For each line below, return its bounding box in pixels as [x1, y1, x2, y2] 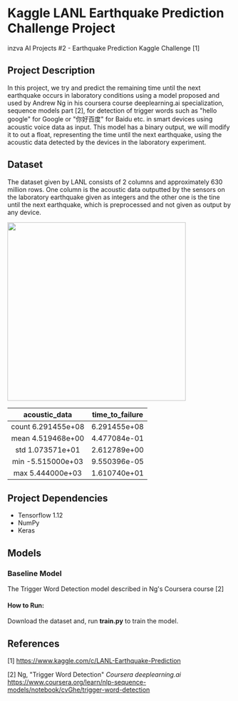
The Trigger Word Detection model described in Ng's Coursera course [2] [7, 585, 224, 593]
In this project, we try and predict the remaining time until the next [7, 84, 201, 92]
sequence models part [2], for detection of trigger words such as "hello [7, 106, 217, 115]
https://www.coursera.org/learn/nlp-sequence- [7, 678, 147, 687]
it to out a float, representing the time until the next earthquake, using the [7, 130, 222, 138]
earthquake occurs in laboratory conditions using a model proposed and [7, 91, 219, 99]
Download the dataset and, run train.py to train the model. [7, 617, 179, 625]
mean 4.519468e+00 [11, 433, 85, 443]
